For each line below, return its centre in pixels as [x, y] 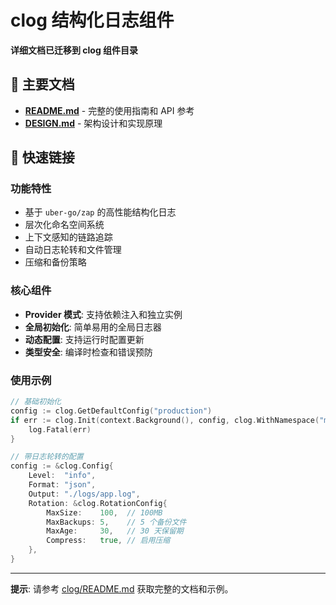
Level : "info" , [62, 476]
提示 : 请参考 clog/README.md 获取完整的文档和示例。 [122, 588]
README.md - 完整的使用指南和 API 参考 [109, 110]
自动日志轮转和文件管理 [73, 250]
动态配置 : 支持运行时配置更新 [84, 339]
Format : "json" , [62, 485]
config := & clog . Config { [62, 466]
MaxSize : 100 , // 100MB [104, 512]
